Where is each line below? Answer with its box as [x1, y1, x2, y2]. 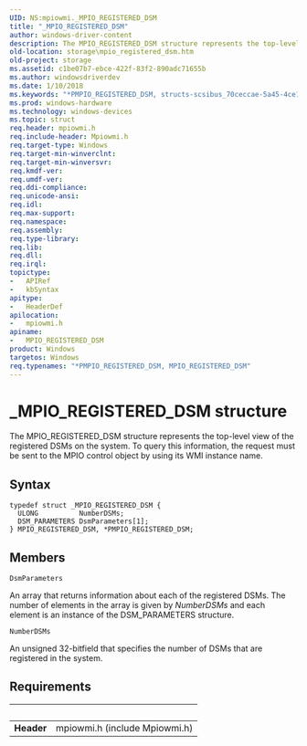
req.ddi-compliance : [9, 184, 89, 193]
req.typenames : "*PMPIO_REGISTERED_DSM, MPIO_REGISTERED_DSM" [9, 362, 251, 371]
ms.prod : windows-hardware [9, 98, 112, 108]
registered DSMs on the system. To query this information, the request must [9, 440, 295, 452]
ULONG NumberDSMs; [17, 509, 125, 519]
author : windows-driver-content [9, 30, 132, 39]
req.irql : [9, 259, 48, 269]
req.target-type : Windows [9, 141, 108, 150]
